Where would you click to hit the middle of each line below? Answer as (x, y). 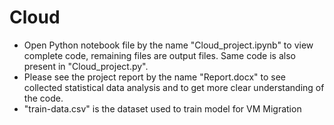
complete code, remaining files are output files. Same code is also (159, 55)
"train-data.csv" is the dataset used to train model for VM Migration (162, 108)
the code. (43, 98)
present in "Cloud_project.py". (86, 66)
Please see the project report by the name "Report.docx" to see (154, 77)
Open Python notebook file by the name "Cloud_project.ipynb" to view (168, 45)
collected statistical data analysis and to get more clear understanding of (174, 87)
